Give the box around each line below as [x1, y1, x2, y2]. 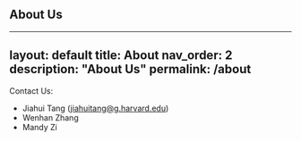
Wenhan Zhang [21, 112, 79, 123]
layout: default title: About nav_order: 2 [9, 48, 233, 63]
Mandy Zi [21, 121, 58, 132]
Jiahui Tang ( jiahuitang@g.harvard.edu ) [21, 103, 169, 113]
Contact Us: [9, 85, 54, 96]
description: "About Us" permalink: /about [9, 62, 252, 77]
